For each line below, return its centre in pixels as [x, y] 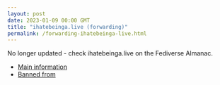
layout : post [27, 14]
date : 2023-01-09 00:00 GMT [49, 20]
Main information [42, 67]
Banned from [36, 74]
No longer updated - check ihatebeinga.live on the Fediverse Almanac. [110, 53]
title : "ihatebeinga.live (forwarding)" [68, 27]
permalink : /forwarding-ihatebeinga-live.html [77, 33]
